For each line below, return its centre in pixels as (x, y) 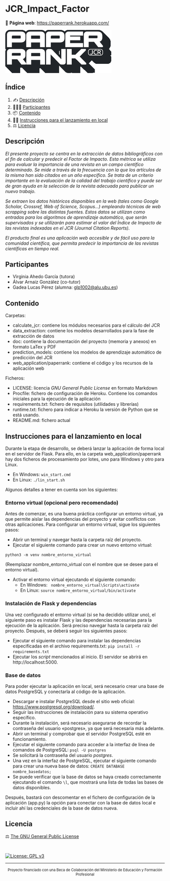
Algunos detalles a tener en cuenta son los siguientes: (61, 490)
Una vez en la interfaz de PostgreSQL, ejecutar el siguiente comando (84, 760)
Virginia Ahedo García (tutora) (44, 277)
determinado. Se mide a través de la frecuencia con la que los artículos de (83, 170)
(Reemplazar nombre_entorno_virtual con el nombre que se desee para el (82, 564)
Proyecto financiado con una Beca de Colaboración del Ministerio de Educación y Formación (85, 870)
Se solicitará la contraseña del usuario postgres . (63, 755)
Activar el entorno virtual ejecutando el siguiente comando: (74, 580)
